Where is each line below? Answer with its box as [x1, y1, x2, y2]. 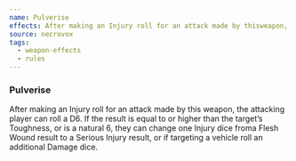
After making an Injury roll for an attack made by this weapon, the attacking [9, 104, 285, 115]
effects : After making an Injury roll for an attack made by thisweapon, [9, 21, 289, 30]
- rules [17, 54, 46, 63]
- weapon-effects [17, 46, 82, 55]
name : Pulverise [9, 12, 69, 22]
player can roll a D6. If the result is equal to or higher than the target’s [9, 113, 263, 125]
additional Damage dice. [9, 141, 99, 152]
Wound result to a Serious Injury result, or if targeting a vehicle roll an [9, 133, 264, 143]
